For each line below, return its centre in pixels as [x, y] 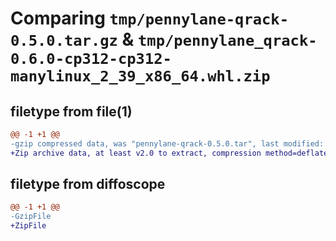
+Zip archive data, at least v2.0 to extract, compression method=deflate [169, 153]
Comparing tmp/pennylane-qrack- [150, 18]
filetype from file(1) [71, 111]
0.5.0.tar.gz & [72, 39]
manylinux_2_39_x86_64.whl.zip [140, 76]
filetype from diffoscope [88, 184]
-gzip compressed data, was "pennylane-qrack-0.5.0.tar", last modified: [167, 143]
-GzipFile [31, 217]
